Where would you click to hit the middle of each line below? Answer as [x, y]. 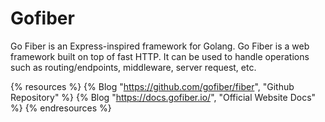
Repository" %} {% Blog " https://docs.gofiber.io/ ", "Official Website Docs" [163, 97]
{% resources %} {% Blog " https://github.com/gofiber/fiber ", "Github [152, 86]
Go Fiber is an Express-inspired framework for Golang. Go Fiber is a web [160, 46]
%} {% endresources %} [61, 108]
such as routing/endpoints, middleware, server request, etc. [133, 67]
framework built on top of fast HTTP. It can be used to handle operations [160, 56]
